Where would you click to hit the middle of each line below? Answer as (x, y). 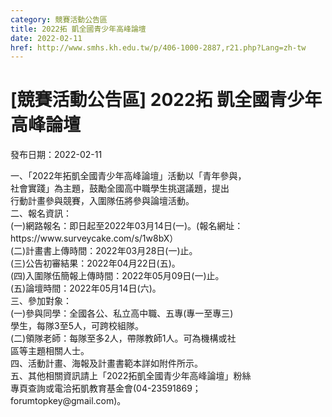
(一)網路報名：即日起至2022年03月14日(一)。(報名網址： (127, 226)
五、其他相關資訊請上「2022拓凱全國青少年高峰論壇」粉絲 (131, 376)
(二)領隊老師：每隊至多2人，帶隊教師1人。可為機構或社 (123, 338)
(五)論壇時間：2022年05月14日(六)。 (86, 288)
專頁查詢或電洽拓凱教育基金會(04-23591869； (106, 388)
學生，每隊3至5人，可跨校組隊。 (77, 326)
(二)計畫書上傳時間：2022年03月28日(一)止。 (104, 251)
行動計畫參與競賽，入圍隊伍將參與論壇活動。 (102, 201)
